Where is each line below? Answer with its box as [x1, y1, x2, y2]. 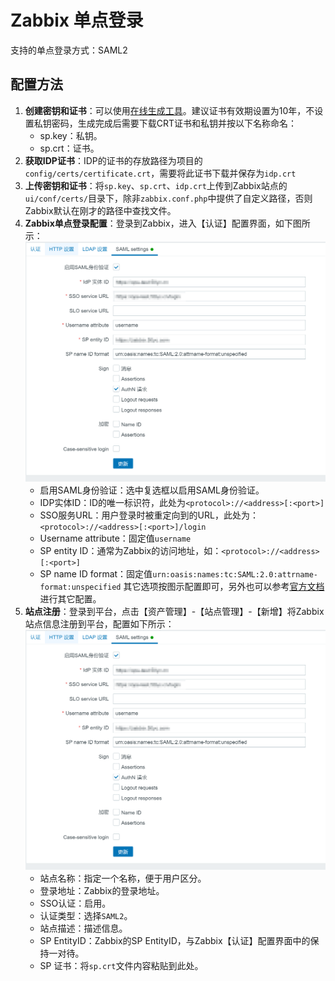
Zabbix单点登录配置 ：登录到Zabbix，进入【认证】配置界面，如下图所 [24, 217, 311, 229]
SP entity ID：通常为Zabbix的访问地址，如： [39, 544, 222, 556]
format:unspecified [39, 582, 122, 592]
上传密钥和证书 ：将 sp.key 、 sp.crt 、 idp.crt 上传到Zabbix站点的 [24, 179, 288, 191]
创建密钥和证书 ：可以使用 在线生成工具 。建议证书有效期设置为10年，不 [24, 104, 315, 116]
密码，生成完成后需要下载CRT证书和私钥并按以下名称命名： [51, 117, 298, 129]
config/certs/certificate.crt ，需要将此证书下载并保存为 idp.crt [24, 167, 297, 179]
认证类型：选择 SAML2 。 [39, 909, 133, 921]
